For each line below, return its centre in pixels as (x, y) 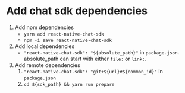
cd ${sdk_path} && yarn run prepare (69, 84)
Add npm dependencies (44, 27)
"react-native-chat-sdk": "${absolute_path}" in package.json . (101, 52)
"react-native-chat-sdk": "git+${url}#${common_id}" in (93, 71)
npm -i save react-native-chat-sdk (68, 40)
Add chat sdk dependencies (77, 11)
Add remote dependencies (47, 65)
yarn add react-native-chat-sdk (64, 34)
